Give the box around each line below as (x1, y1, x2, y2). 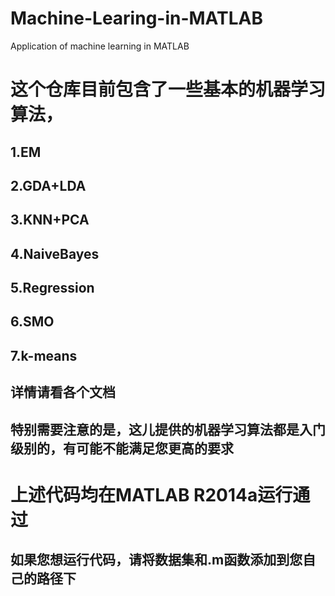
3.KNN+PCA (10, 212, 90, 229)
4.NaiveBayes (10, 245, 100, 262)
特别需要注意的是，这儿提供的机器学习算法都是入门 (10, 421, 326, 438)
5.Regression (10, 280, 95, 297)
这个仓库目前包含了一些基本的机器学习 (10, 78, 327, 101)
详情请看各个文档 (10, 384, 116, 401)
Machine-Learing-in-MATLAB (10, 7, 263, 30)
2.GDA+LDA (10, 177, 87, 194)
